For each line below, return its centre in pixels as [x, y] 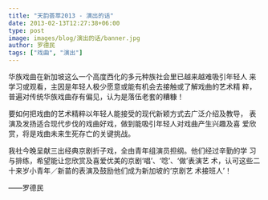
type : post [26, 30]
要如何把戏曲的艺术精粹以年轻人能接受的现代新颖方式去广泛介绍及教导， [128, 114]
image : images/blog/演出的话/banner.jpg [74, 38]
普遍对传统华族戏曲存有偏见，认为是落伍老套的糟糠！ [96, 96]
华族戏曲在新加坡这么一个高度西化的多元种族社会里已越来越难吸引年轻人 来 [132, 76]
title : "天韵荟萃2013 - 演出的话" [61, 16]
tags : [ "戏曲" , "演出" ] [45, 53]
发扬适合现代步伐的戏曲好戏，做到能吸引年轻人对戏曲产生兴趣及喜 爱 [136, 124]
